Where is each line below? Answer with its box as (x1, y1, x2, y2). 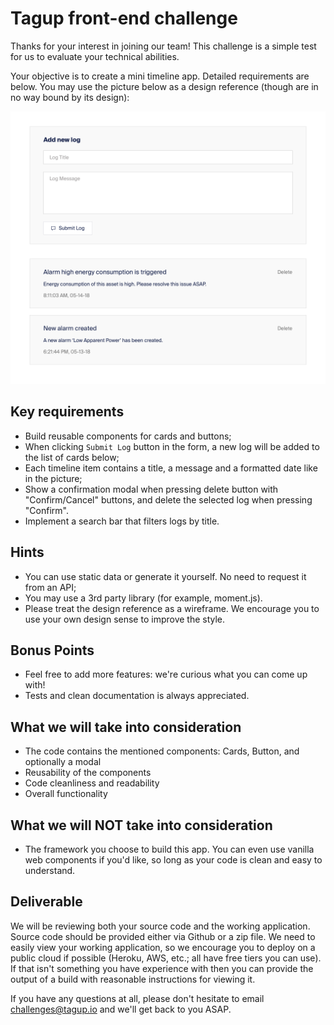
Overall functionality (24, 788, 108, 800)
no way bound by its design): (10, 91, 130, 103)
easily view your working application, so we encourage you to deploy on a (10, 941, 316, 953)
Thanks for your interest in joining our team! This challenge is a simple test (10, 40, 317, 52)
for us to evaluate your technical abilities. (10, 50, 180, 62)
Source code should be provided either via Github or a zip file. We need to (10, 930, 316, 942)
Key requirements (10, 403, 125, 421)
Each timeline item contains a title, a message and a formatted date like (24, 462, 318, 474)
